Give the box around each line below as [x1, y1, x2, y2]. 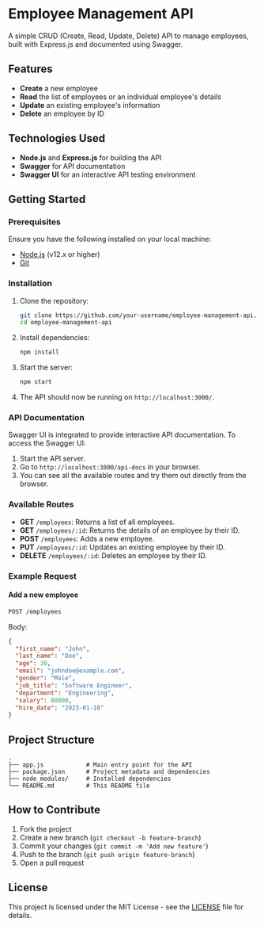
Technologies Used [8, 132, 105, 145]
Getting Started [8, 192, 86, 206]
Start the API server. [19, 453, 85, 464]
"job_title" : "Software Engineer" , [15, 681, 133, 690]
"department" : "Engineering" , [15, 689, 115, 697]
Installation [8, 278, 53, 289]
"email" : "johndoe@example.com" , [15, 667, 126, 675]
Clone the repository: [19, 296, 89, 305]
